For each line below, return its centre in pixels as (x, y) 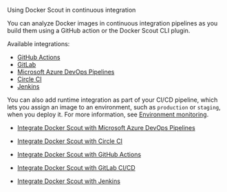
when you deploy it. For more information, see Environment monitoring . (108, 114)
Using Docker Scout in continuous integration (72, 10)
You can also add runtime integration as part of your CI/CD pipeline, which (112, 100)
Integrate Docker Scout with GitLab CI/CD (76, 168)
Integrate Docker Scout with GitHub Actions (79, 154)
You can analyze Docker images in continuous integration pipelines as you (112, 23)
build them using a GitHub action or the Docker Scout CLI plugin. (99, 31)
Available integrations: (39, 44)
